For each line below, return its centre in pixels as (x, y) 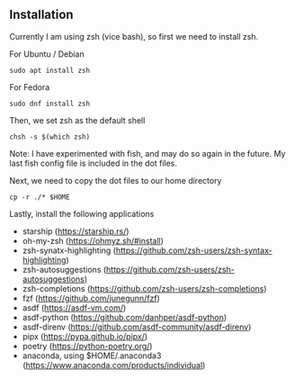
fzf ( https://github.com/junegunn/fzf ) (91, 298)
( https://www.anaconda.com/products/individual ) (114, 365)
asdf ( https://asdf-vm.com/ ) (74, 307)
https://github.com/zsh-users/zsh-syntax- (194, 250)
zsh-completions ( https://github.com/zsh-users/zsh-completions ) (144, 288)
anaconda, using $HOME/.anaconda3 (92, 356)
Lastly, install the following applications (82, 213)
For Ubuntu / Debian (47, 54)
